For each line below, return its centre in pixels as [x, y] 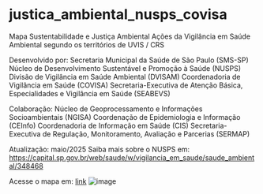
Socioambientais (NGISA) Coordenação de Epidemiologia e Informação [125, 117]
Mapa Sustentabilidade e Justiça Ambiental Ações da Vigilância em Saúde [130, 36]
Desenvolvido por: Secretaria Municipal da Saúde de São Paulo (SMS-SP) [129, 60]
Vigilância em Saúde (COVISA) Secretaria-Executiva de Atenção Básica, [126, 85]
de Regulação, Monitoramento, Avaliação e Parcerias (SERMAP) [146, 134]
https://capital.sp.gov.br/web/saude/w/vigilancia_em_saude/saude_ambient [132, 157]
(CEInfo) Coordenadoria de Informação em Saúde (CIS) [99, 125]
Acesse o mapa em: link [48, 181]
